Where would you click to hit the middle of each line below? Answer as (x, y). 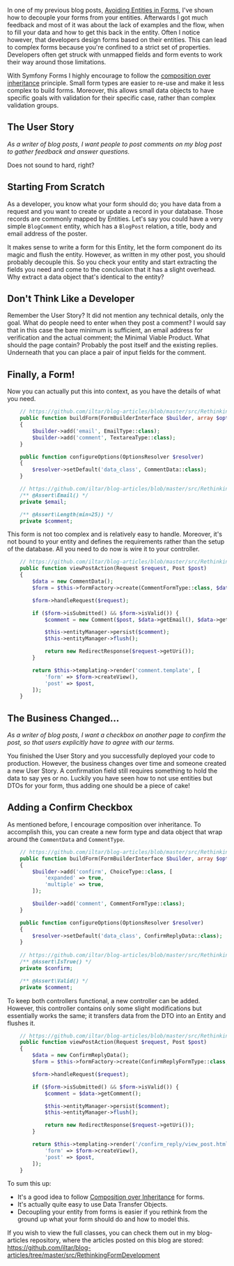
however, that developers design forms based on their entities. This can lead (117, 40)
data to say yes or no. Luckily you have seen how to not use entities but (110, 778)
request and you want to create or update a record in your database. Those (115, 211)
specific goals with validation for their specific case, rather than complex (111, 98)
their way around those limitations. (57, 62)
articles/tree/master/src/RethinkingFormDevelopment (84, 1255)
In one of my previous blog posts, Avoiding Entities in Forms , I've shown (110, 10)
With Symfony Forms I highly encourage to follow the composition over (109, 75)
